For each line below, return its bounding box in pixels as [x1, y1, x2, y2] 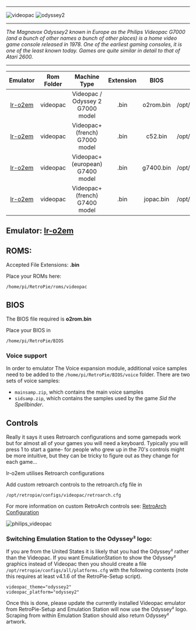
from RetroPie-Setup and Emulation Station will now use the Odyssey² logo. [6, 606, 188, 613]
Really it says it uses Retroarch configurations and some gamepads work [6, 433, 181, 440]
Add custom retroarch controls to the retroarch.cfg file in [6, 481, 142, 488]
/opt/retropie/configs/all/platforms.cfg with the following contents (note [6, 567, 188, 574]
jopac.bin [143, 195, 170, 203]
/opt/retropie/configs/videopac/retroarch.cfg [6, 493, 121, 498]
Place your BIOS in [6, 327, 51, 334]
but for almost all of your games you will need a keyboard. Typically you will [6, 440, 188, 447]
